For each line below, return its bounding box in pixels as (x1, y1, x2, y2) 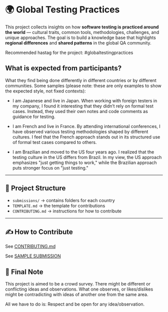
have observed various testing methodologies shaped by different (12, 128, 148, 134)
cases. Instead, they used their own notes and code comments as (12, 108, 148, 114)
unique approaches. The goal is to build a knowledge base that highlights (5, 34, 156, 40)
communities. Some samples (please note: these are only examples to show (5, 82, 161, 88)
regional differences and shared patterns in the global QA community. (5, 39, 151, 45)
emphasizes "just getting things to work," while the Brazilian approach (12, 159, 157, 165)
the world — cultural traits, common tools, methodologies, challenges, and (5, 29, 159, 35)
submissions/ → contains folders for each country (12, 197, 115, 203)
